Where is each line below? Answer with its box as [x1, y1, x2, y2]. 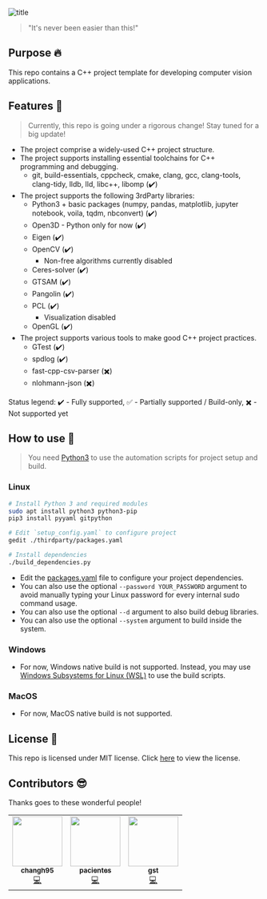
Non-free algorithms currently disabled [43, 256, 173, 265]
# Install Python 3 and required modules [8, 499, 149, 508]
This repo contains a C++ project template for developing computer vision [8, 67, 253, 77]
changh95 [20, 866, 54, 875]
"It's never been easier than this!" [27, 23, 139, 32]
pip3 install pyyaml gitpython [8, 514, 113, 522]
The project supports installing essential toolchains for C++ [19, 153, 216, 163]
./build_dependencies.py [8, 558, 91, 566]
